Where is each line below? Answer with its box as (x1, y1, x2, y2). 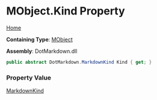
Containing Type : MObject (6, 36, 73, 43)
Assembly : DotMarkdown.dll (6, 47, 78, 55)
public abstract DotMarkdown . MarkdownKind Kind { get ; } (6, 59, 152, 65)
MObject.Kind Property (6, 4, 125, 18)
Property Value (6, 73, 52, 82)
